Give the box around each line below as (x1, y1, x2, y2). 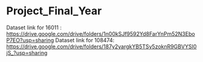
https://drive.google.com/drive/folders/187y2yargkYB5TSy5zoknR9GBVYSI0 (6, 43, 197, 50)
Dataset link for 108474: (55, 36, 115, 44)
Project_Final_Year (6, 4, 102, 18)
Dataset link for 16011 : (6, 24, 62, 31)
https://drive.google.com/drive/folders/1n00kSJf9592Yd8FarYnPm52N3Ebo (6, 30, 195, 37)
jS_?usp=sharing (6, 49, 48, 56)
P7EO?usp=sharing (6, 36, 54, 44)
